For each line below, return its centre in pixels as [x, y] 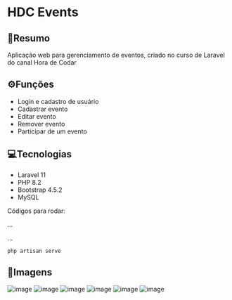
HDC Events [43, 12]
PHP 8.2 [29, 182]
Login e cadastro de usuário [58, 101]
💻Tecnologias [40, 154]
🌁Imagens [30, 272]
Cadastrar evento [43, 109]
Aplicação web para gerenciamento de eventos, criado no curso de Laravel [116, 55]
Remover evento [41, 124]
